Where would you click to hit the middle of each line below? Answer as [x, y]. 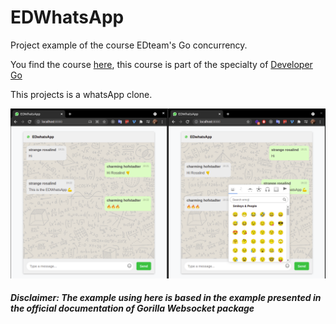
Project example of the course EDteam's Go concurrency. [129, 45]
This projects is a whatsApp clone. [81, 94]
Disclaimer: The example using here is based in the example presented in [166, 298]
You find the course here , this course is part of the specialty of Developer [161, 64]
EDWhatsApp [67, 17]
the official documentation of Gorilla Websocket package [132, 308]
